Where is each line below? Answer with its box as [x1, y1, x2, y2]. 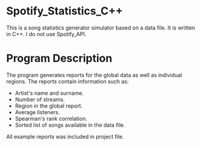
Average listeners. [14, 108, 60, 115]
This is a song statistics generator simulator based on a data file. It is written [6, 24, 196, 31]
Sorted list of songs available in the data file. [14, 121, 125, 129]
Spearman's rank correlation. [14, 115, 87, 122]
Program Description [6, 52, 113, 65]
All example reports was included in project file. [6, 133, 125, 140]
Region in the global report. [14, 102, 83, 109]
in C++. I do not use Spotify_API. [6, 30, 87, 37]
